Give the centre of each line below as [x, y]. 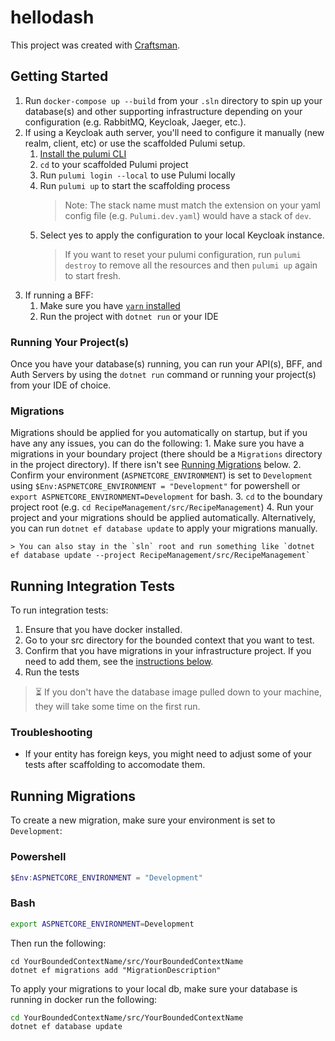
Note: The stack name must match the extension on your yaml [192, 205]
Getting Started [59, 76]
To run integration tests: [59, 610]
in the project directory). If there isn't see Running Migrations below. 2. [156, 465]
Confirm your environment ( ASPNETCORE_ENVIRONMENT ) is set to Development [161, 475]
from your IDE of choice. [61, 385]
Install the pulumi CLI [83, 153]
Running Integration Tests [92, 586]
